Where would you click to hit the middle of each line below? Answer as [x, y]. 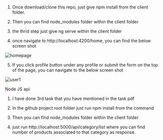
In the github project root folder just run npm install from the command [83, 108]
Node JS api [18, 89]
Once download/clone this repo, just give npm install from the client [80, 7]
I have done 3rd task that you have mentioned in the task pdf [73, 98]
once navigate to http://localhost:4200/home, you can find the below [81, 41]
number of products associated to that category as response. [74, 132]
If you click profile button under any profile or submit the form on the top [85, 65]
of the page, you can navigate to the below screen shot [68, 70]
